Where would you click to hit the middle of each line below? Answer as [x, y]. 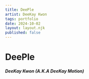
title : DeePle [20, 10]
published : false [23, 33]
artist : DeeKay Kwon [26, 14]
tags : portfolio [22, 19]
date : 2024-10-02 [23, 23]
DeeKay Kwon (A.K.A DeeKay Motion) [45, 71]
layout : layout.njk [25, 28]
